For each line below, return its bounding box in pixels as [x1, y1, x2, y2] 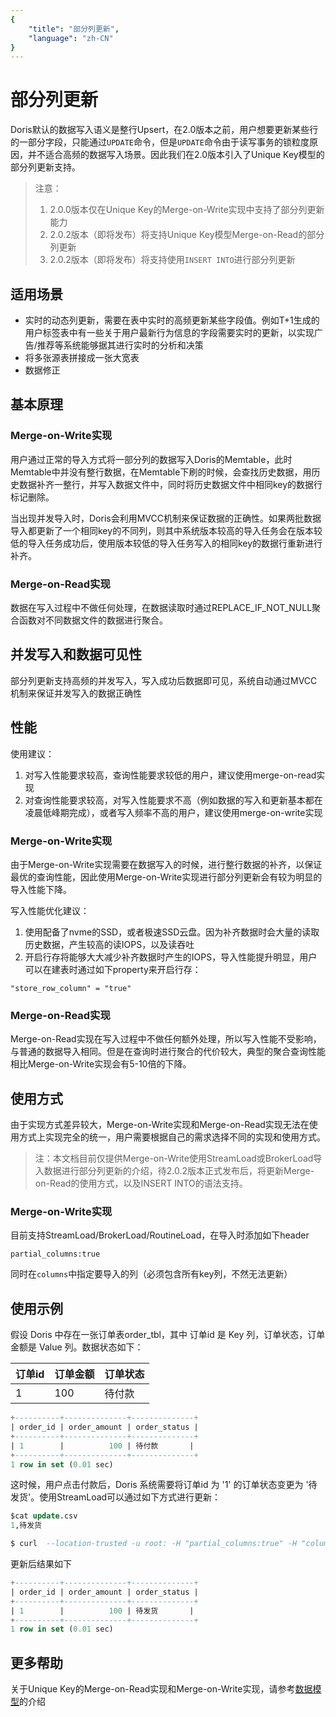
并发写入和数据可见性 [10, 646, 142, 663]
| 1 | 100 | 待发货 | [10, 1606, 195, 1616]
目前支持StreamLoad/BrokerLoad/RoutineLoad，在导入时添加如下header [10, 1229, 310, 1241]
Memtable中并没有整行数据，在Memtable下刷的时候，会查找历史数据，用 [10, 466, 312, 478]
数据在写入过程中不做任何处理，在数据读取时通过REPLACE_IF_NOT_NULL [10, 601, 313, 613]
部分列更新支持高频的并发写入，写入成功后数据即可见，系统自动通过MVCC [10, 674, 318, 686]
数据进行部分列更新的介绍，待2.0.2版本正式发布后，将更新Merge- [43, 1165, 315, 1177]
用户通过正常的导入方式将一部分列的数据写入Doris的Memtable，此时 [10, 453, 293, 465]
